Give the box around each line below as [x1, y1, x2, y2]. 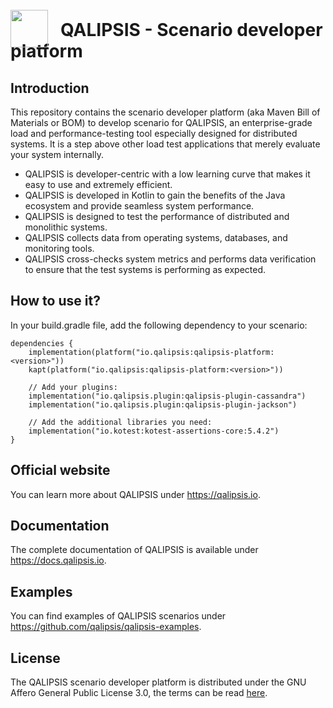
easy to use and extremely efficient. [24, 179, 173, 190]
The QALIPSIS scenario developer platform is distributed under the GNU [10, 676, 307, 688]
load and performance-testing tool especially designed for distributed [10, 128, 298, 139]
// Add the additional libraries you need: [28, 417, 213, 427]
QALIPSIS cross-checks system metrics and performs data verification [24, 253, 317, 265]
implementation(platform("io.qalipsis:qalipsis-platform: [28, 347, 275, 357]
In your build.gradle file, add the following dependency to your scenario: [10, 319, 308, 331]
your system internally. [10, 149, 104, 160]
